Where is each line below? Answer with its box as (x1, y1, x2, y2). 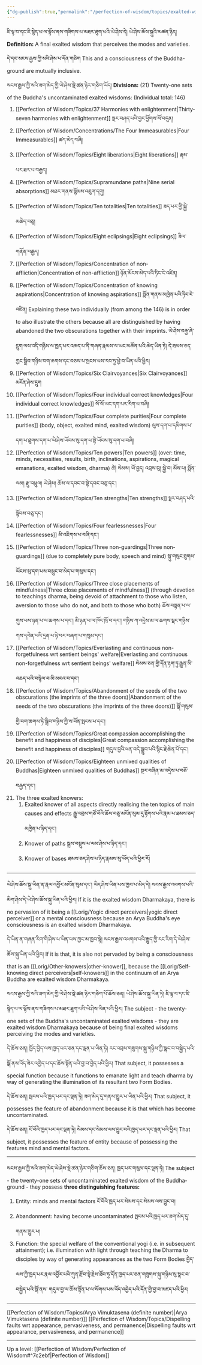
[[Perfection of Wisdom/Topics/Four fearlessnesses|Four (15, 522, 156, 529)
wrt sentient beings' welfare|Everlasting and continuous (49, 651, 188, 658)
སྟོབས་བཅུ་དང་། (15, 509, 44, 516)
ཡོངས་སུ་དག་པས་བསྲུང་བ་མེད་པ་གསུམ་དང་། (15, 567, 97, 575)
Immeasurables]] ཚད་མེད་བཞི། (15, 136, 83, 143)
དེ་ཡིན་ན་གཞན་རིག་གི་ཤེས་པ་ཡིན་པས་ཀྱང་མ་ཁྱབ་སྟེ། (7, 935, 103, 942)
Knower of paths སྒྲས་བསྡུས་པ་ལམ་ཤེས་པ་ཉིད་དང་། (24, 840, 127, 847)
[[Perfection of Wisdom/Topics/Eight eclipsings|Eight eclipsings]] (15, 232, 177, 240)
